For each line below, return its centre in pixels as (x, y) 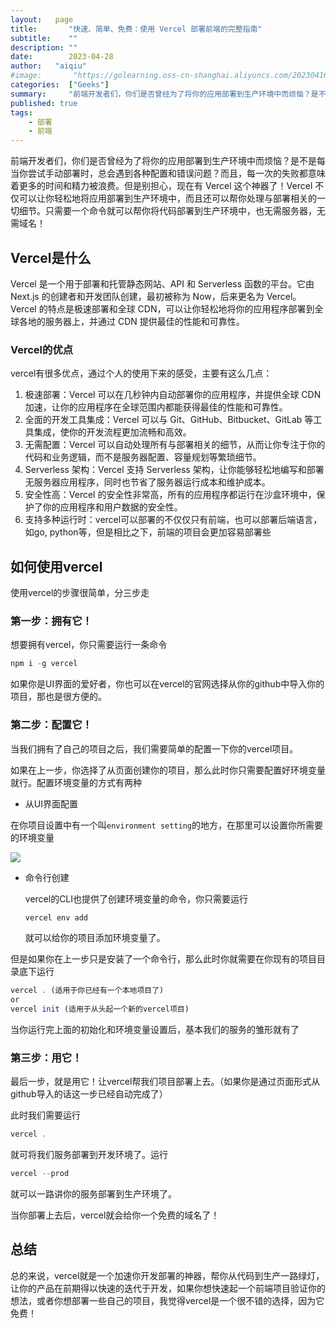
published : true (44, 103)
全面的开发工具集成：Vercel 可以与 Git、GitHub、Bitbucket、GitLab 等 (169, 420)
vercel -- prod (40, 1174)
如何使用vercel (56, 566)
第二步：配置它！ (51, 725)
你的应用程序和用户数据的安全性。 (112, 507)
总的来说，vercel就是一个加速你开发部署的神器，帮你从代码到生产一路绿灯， (167, 1275)
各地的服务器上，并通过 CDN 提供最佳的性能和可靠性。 (131, 321)
